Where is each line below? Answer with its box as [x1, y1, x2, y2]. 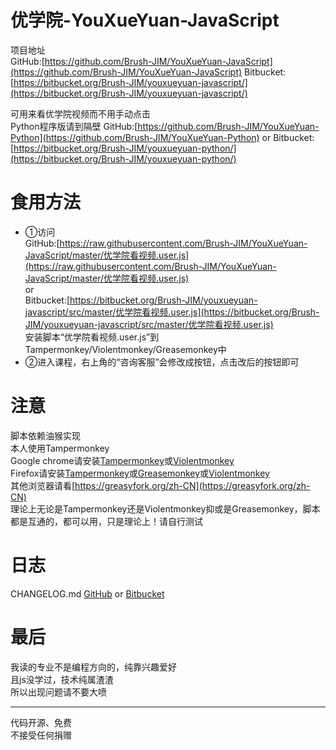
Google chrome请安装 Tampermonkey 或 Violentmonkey [10, 454, 235, 466]
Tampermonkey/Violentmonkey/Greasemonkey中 [24, 343, 227, 355]
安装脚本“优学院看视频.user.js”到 [24, 331, 160, 343]
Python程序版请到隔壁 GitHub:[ [10, 120, 138, 132]
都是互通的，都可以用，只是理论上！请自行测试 [10, 515, 203, 527]
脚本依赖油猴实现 [10, 429, 81, 441]
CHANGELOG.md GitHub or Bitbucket [10, 587, 165, 600]
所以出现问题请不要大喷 [10, 686, 107, 698]
